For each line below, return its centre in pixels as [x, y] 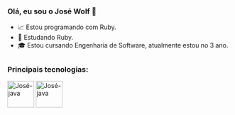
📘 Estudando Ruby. [45, 38]
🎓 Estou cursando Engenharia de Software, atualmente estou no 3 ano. [123, 45]
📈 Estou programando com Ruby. [67, 27]
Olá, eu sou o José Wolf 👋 [52, 11]
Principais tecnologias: [48, 69]
